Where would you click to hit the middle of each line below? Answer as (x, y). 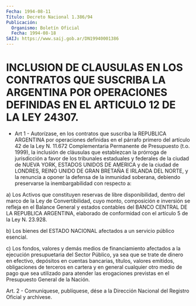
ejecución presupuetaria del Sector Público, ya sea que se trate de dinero (95, 255)
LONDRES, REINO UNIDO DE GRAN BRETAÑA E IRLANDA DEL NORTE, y (101, 171)
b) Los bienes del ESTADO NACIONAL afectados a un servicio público (90, 231)
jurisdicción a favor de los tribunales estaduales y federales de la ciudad (102, 158)
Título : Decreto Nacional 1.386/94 (49, 17)
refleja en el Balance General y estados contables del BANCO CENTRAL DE (97, 207)
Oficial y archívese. (29, 297)
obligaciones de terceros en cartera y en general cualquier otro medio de (94, 267)
